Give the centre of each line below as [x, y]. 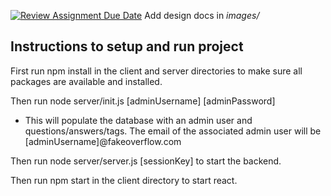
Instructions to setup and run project [127, 46]
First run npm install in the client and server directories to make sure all [156, 71]
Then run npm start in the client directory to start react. [124, 180]
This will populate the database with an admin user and [138, 120]
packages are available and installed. [86, 81]
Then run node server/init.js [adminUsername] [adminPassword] [143, 101]
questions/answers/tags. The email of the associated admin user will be [173, 131]
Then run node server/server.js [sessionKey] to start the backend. [146, 161]
